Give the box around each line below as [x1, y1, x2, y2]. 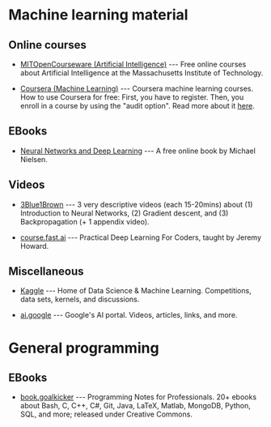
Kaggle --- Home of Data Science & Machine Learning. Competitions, [19, 286, 252, 296]
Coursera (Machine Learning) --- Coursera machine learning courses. [19, 83, 253, 93]
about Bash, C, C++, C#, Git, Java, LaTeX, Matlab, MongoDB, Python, [19, 401, 251, 411]
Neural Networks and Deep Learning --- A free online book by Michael [19, 146, 256, 156]
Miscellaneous [8, 265, 84, 279]
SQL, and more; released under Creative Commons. [19, 409, 193, 419]
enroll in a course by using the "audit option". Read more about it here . [19, 101, 255, 110]
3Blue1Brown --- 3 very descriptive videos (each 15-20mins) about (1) [19, 199, 253, 209]
